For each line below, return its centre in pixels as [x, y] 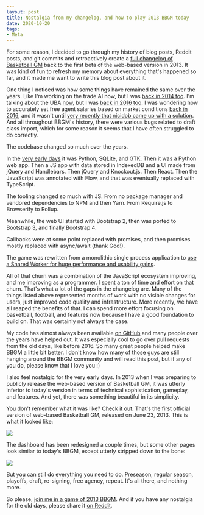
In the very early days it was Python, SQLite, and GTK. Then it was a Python [101, 158]
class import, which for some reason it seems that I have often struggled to [100, 129]
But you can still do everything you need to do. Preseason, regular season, [100, 474]
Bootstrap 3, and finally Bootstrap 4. [51, 228]
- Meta [15, 35]
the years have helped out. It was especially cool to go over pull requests [98, 339]
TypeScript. [21, 185]
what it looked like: [30, 422]
